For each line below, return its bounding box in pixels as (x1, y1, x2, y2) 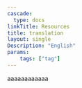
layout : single (7, 36, 51, 43)
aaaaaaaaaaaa (7, 74, 49, 82)
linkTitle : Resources (7, 23, 70, 30)
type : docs (13, 17, 45, 24)
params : (7, 49, 30, 56)
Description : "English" (7, 42, 76, 49)
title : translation (7, 29, 64, 37)
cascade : (7, 10, 33, 17)
